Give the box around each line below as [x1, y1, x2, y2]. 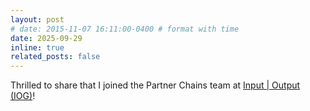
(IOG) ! [10, 90, 36, 102]
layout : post [10, 14, 65, 25]
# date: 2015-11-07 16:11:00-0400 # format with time [10, 24, 240, 34]
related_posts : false [10, 52, 101, 62]
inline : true [10, 42, 65, 53]
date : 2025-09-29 [10, 33, 83, 43]
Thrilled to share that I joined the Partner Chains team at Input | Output [10, 79, 301, 91]
